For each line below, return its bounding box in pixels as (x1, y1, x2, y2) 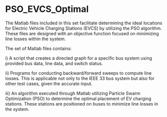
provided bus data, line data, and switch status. (5, 60, 103, 66)
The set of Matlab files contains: (5, 45, 72, 51)
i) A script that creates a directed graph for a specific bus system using (5, 55, 152, 61)
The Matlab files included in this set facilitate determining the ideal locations (5, 20, 162, 26)
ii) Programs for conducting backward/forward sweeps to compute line (5, 70, 152, 76)
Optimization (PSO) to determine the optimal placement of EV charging (5, 96, 151, 102)
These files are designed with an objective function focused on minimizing (5, 30, 159, 36)
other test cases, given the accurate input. (5, 81, 93, 87)
